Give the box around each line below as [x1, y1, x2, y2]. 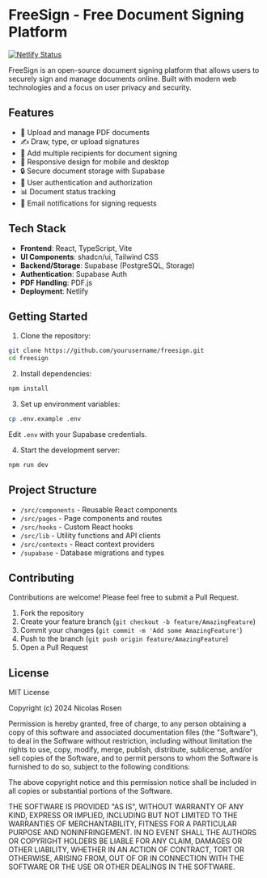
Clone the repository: [19, 331, 91, 341]
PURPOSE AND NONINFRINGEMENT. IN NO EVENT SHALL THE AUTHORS [8, 828, 257, 838]
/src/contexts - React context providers [19, 539, 155, 549]
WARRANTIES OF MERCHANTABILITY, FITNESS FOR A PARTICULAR [8, 819, 237, 829]
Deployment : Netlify [19, 286, 89, 296]
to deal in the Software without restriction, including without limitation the [8, 736, 252, 746]
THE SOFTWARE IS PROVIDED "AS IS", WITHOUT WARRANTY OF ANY [8, 802, 244, 812]
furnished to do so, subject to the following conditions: [8, 762, 190, 772]
